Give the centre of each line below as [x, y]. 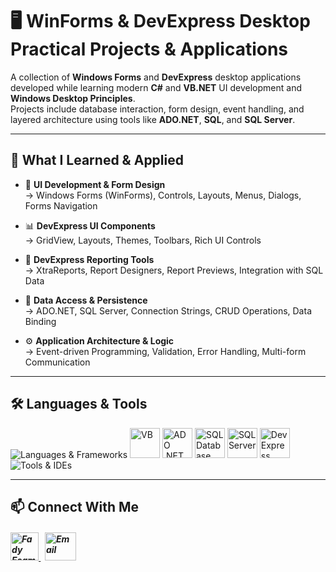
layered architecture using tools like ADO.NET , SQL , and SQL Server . [153, 119]
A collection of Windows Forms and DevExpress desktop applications [156, 77]
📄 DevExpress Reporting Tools [89, 259]
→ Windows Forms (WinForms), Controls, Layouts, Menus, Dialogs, [163, 195]
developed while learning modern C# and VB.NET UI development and [156, 87]
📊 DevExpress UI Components [90, 225]
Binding [40, 321]
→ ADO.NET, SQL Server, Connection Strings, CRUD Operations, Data [168, 310]
